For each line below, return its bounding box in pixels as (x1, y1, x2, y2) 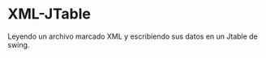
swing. (7, 39, 30, 49)
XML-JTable (7, 5, 91, 23)
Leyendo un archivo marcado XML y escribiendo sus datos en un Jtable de (7, 31, 259, 41)
